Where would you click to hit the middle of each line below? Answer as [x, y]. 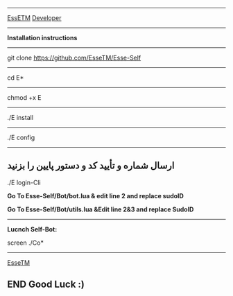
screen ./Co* [25, 243]
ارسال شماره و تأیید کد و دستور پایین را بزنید [91, 166]
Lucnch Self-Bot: [32, 229]
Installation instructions [42, 38]
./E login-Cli [24, 182]
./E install [20, 117]
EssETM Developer [34, 18]
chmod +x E [24, 97]
